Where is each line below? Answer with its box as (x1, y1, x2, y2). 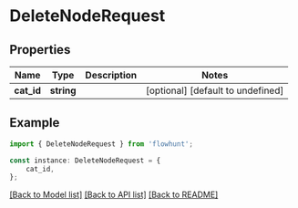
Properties (9, 42, 71, 57)
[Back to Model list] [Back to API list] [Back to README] (9, 189, 219, 201)
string (49, 84, 77, 97)
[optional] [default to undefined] (145, 84, 284, 97)
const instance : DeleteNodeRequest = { (9, 156, 161, 165)
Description (85, 69, 138, 81)
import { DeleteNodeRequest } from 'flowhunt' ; (9, 139, 194, 149)
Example (9, 115, 60, 130)
